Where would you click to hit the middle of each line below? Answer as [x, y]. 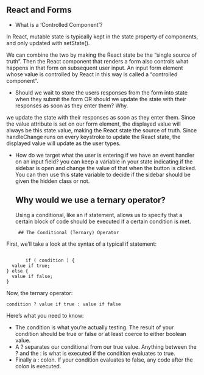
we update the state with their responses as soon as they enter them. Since [101, 117]
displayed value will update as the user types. [64, 143]
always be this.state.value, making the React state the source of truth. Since [102, 130]
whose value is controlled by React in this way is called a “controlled [92, 74]
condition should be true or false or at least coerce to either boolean [101, 334]
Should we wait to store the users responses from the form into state [101, 92]
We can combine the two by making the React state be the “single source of [102, 55]
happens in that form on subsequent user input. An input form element [95, 68]
